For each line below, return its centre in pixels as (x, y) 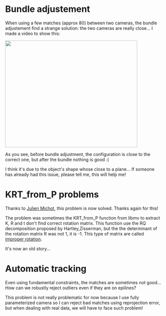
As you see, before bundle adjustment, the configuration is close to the (78, 154)
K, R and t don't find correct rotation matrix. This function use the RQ (76, 223)
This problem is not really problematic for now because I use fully (72, 297)
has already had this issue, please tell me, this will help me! (66, 174)
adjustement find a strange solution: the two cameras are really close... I (79, 28)
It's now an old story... (28, 248)
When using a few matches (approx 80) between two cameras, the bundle (81, 23)
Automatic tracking (46, 269)
